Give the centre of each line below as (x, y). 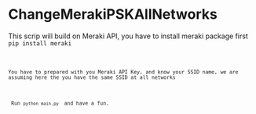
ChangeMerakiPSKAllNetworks (113, 14)
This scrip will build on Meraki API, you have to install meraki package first (128, 36)
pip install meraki (40, 43)
